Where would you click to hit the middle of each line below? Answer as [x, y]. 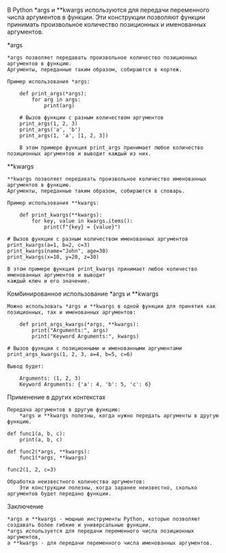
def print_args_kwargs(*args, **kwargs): [79, 325]
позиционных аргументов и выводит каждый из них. [79, 154]
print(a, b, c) [41, 440]
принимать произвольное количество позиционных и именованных [107, 24]
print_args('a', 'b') [50, 130]
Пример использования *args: [49, 82]
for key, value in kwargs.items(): [83, 221]
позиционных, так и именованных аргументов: [72, 312]
